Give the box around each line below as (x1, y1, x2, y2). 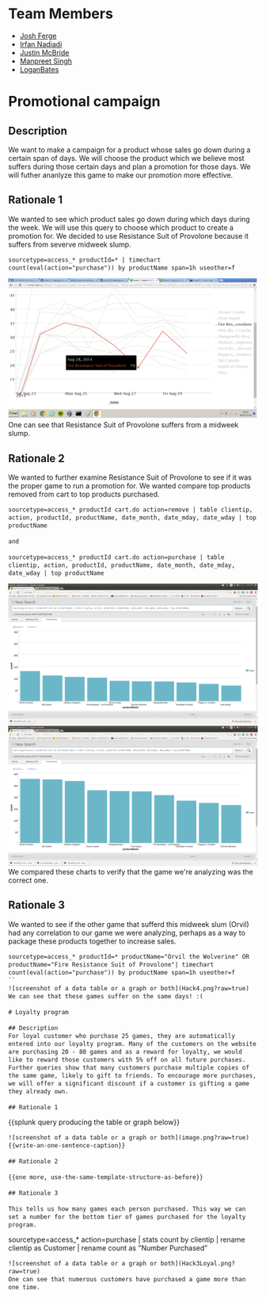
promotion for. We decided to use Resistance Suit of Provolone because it (8, 231, 249, 240)
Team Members (8, 5, 113, 23)
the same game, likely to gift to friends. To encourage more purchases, (8, 1071, 257, 1079)
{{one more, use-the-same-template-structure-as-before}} (8, 1173, 203, 1181)
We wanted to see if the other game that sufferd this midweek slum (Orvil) (8, 919, 249, 929)
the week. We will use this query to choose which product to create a (8, 223, 234, 232)
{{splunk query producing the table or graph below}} (8, 1117, 180, 1127)
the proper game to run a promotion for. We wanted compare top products (8, 481, 251, 491)
